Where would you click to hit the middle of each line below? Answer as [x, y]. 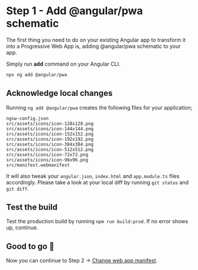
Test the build [32, 208]
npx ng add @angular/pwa [37, 75]
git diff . [18, 188]
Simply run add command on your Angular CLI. [63, 64]
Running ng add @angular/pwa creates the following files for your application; [99, 107]
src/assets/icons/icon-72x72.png [47, 155]
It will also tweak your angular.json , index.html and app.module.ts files [93, 176]
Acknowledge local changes [59, 93]
